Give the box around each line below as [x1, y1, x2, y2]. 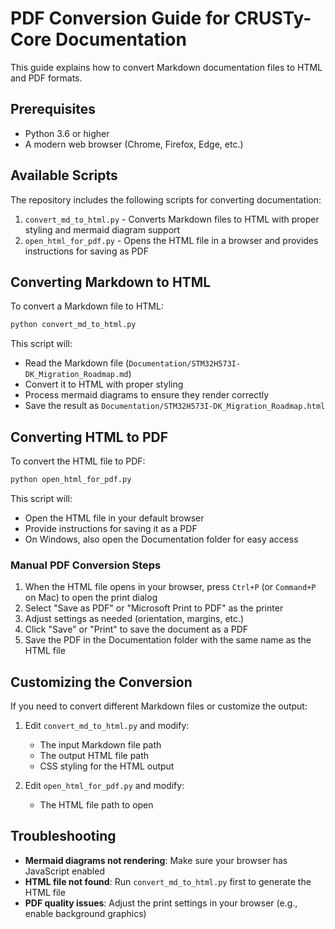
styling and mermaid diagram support [24, 223, 181, 236]
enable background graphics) [24, 907, 147, 919]
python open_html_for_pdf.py [10, 475, 132, 485]
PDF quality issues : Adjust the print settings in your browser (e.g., [24, 897, 298, 909]
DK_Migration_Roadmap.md [24, 370, 129, 380]
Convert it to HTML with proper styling [24, 378, 184, 391]
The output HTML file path [39, 750, 150, 762]
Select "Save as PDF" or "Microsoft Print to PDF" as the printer [24, 602, 284, 614]
